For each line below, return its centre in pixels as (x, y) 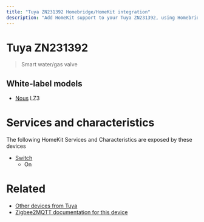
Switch (24, 158)
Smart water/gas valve (49, 64)
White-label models (44, 84)
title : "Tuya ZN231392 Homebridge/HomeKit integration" (78, 12)
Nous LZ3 (27, 99)
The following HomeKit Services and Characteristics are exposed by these (99, 140)
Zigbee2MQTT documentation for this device (71, 212)
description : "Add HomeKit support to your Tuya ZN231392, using (90, 18)
